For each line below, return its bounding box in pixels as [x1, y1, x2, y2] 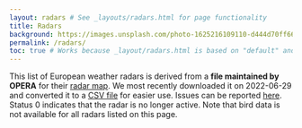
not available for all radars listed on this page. [9, 109, 178, 120]
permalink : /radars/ [9, 38, 87, 47]
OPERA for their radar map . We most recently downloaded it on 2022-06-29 [9, 81, 292, 91]
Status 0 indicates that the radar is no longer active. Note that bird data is [9, 99, 280, 110]
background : [9, 30, 54, 38]
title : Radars [9, 21, 63, 30]
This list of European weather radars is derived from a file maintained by [9, 71, 280, 81]
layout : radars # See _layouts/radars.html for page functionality [9, 13, 268, 22]
